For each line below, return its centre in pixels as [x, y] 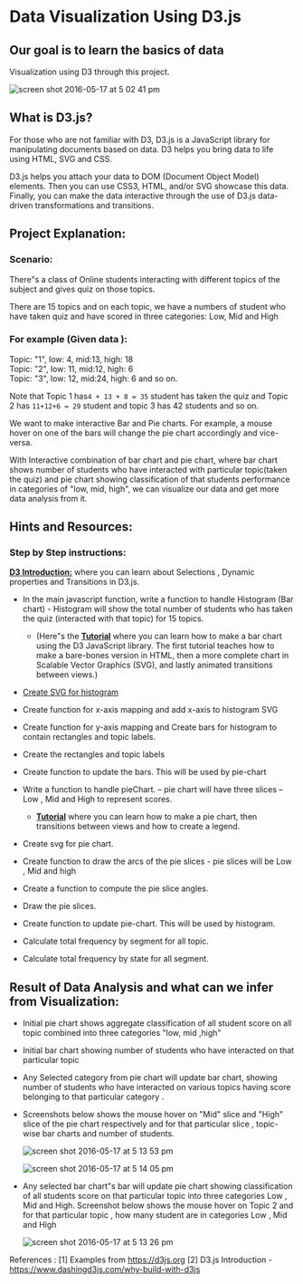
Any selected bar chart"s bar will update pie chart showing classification [157, 1186]
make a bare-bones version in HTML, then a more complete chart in [162, 656]
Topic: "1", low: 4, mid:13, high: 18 [71, 359]
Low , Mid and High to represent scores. [97, 800]
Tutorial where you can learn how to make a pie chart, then [147, 817]
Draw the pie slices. [59, 906]
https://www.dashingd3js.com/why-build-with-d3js [105, 1270]
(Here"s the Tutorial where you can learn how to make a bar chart [159, 637]
